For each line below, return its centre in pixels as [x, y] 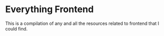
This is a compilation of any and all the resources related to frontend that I [82, 23]
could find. [16, 28]
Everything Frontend [50, 9]
